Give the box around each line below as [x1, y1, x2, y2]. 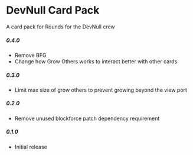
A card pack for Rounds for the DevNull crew [6, 23, 115, 30]
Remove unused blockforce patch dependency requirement [14, 115, 160, 122]
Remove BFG [14, 51, 47, 59]
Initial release [14, 143, 47, 150]
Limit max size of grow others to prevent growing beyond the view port [14, 86, 188, 93]
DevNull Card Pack [6, 4, 100, 17]
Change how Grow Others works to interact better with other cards [14, 57, 178, 65]
